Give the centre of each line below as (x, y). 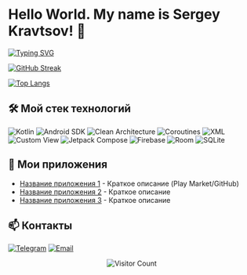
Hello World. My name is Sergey (114, 14)
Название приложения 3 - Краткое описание (95, 200)
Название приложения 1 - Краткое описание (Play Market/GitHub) (129, 183)
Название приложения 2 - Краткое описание (95, 192)
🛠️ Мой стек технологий (70, 109)
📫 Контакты (40, 225)
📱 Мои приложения (58, 165)
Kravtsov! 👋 (47, 31)
